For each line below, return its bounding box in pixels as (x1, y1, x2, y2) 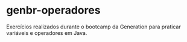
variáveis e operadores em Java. (6, 29, 87, 36)
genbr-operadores (6, 4, 101, 17)
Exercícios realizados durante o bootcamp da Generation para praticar (6, 23, 181, 30)
